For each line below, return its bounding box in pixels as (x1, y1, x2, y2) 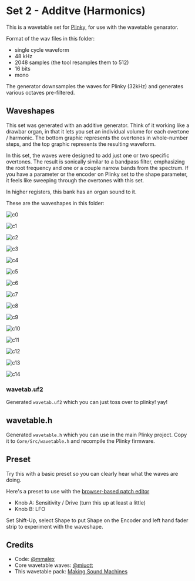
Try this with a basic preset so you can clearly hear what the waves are (6, 470, 179, 477)
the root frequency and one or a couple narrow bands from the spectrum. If (6, 164, 189, 171)
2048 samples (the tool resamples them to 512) (14, 59, 129, 66)
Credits (6, 540, 34, 550)
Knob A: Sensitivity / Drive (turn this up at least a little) (14, 499, 146, 506)
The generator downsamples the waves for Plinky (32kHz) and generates (6, 82, 184, 89)
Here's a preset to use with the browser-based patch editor (6, 487, 150, 495)
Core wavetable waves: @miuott (14, 562, 93, 569)
